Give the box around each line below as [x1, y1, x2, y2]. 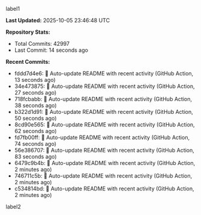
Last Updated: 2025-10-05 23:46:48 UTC [5, 17, 110, 23]
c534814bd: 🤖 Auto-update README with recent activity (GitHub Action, [14, 185, 194, 192]
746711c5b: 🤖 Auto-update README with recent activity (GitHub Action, [14, 172, 193, 179]
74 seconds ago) [14, 140, 57, 147]
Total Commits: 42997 [14, 40, 70, 47]
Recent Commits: [5, 58, 50, 65]
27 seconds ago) [14, 89, 57, 96]
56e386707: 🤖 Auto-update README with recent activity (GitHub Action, [14, 147, 194, 154]
